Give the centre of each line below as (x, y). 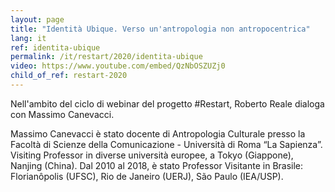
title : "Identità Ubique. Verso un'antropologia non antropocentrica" (160, 29)
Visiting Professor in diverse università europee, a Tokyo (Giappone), (152, 155)
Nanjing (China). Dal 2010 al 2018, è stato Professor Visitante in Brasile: (157, 165)
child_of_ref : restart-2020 (69, 76)
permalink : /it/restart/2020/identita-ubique (106, 57)
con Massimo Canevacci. (62, 114)
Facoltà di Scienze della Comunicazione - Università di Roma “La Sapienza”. (166, 144)
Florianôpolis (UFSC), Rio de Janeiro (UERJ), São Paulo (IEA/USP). (147, 176)
